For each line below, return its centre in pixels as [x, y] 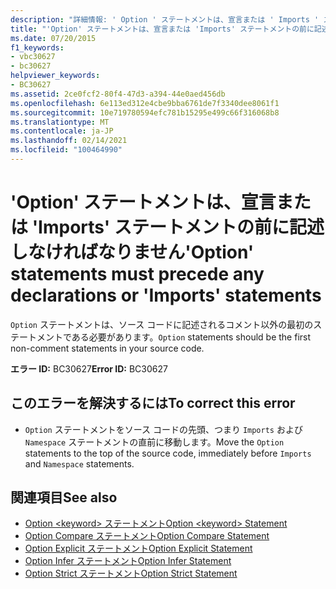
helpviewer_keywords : [55, 76]
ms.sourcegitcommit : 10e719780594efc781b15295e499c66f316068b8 [145, 112]
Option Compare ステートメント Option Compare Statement [147, 536]
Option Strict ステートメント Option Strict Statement [131, 573]
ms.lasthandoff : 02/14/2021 [69, 141]
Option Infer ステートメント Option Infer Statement [128, 561]
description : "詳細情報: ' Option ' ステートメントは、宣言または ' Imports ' [165, 19]
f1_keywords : [37, 47]
